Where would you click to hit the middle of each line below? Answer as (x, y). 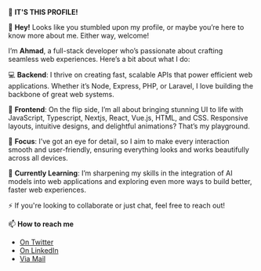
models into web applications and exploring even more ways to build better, (130, 181)
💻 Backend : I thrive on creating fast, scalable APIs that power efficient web (130, 75)
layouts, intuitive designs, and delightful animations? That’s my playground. (129, 126)
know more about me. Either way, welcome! (79, 36)
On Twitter (36, 242)
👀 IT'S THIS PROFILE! (43, 12)
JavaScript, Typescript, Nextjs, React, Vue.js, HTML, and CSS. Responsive (128, 118)
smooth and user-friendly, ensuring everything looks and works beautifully (129, 150)
